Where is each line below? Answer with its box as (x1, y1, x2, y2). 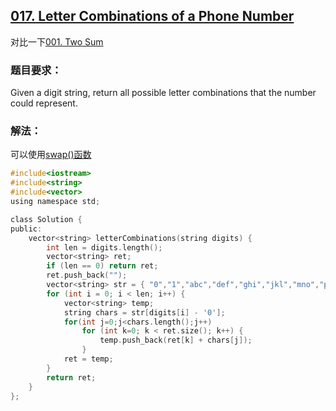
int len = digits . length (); (46, 242, 163, 253)
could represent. (10, 97, 78, 109)
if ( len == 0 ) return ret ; (46, 261, 159, 271)
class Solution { (10, 214, 83, 224)
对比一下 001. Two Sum (10, 35, 104, 48)
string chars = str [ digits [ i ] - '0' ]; (63, 307, 226, 318)
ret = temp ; (63, 354, 114, 364)
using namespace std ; (10, 197, 101, 207)
